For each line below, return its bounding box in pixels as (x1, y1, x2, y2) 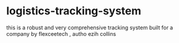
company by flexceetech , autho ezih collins (6, 30, 117, 37)
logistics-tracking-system (6, 4, 141, 18)
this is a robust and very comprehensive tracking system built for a (6, 24, 174, 31)
